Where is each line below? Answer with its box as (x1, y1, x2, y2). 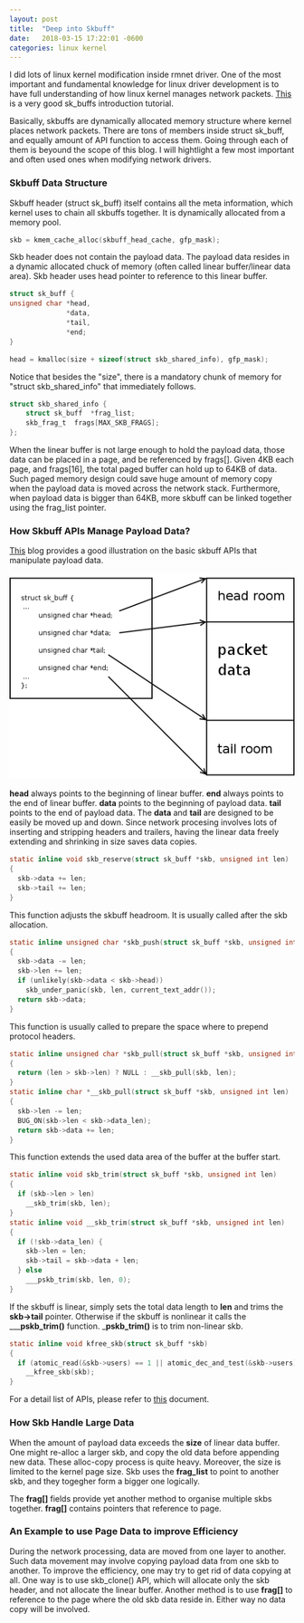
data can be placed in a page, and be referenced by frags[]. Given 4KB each (9, 454, 294, 466)
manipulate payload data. (9, 555, 104, 566)
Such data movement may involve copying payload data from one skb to (9, 1555, 280, 1566)
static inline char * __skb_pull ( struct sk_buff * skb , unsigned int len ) (9, 1088, 290, 1097)
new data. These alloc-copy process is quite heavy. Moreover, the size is (9, 1456, 281, 1467)
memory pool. (9, 216, 62, 227)
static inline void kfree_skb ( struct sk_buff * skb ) (9, 1339, 208, 1349)
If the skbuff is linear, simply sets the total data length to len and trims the (9, 1301, 283, 1312)
